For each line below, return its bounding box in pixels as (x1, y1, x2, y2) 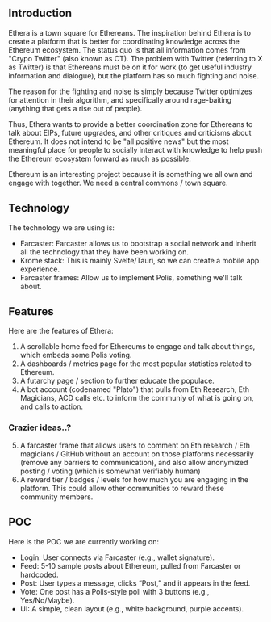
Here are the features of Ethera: (8, 326, 115, 336)
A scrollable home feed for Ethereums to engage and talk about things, (19, 342, 256, 351)
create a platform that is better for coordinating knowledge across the (8, 36, 240, 46)
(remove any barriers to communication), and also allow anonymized (19, 457, 248, 467)
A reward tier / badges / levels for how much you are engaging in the (19, 474, 248, 484)
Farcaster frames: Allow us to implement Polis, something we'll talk (19, 272, 243, 282)
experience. (19, 264, 60, 274)
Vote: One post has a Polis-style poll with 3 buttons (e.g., (19, 586, 210, 596)
